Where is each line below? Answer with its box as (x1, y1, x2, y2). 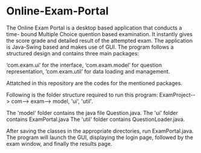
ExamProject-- (159, 91, 196, 98)
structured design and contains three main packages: (6, 49, 139, 57)
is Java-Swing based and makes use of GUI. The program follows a (6, 43, 174, 51)
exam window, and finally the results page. (6, 140, 113, 147)
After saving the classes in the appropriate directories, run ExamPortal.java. (6, 127, 194, 134)
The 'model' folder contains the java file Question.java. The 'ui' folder (6, 109, 178, 116)
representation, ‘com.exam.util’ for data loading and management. (6, 67, 170, 75)
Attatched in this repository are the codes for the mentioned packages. (6, 80, 183, 87)
